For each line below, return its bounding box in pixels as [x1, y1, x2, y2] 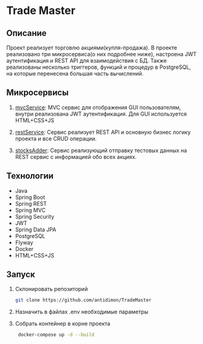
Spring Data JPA [15, 226, 57, 233]
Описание [6, 28, 47, 38]
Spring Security [15, 212, 55, 220]
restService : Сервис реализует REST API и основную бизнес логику [15, 128, 191, 136]
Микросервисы [6, 88, 69, 98]
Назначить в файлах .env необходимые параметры [15, 308, 149, 315]
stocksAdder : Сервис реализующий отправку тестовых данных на [15, 147, 187, 154]
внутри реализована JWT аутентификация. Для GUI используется [15, 110, 187, 118]
